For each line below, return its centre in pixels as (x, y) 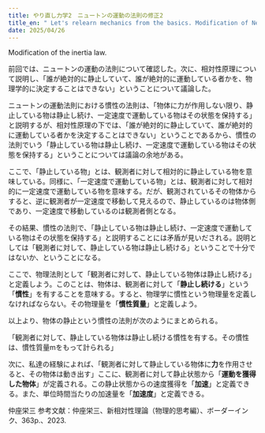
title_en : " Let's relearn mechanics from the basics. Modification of (128, 23)
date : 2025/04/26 (37, 30)
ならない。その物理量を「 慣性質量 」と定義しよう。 (118, 304)
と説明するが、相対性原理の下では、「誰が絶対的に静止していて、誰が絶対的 (131, 125)
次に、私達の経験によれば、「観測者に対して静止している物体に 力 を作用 (123, 364)
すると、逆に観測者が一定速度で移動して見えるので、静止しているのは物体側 (132, 201)
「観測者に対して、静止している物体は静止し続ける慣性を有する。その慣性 (129, 337)
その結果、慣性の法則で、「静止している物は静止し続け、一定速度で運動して (130, 228)
